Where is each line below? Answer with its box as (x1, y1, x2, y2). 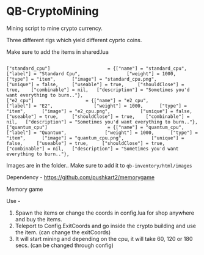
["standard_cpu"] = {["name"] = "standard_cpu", (6, 65, 188, 72)
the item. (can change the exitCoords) (15, 228, 111, 236)
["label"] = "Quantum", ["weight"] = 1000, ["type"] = (6, 130, 199, 136)
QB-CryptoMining (6, 4, 99, 18)
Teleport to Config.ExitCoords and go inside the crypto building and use (15, 222, 197, 229)
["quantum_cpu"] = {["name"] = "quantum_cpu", (6, 124, 184, 130)
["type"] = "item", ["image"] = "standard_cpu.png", (6, 76, 157, 82)
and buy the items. (15, 215, 62, 223)
